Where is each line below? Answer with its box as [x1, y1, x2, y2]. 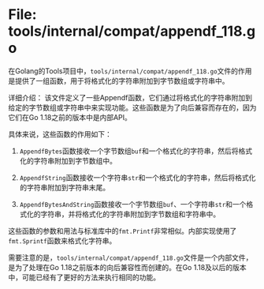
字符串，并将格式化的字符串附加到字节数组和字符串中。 [40, 209, 221, 219]
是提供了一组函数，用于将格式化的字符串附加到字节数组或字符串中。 [8, 76, 229, 85]
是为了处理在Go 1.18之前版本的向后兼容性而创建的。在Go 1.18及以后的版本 [8, 262, 247, 272]
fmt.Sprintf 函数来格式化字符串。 [8, 235, 117, 246]
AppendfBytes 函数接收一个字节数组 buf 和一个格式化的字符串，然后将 [19, 146, 239, 156]
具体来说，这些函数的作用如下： [8, 129, 112, 139]
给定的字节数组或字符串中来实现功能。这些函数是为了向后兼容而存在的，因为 [8, 103, 257, 112]
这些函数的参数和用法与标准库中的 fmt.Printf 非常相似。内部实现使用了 [8, 226, 237, 235]
